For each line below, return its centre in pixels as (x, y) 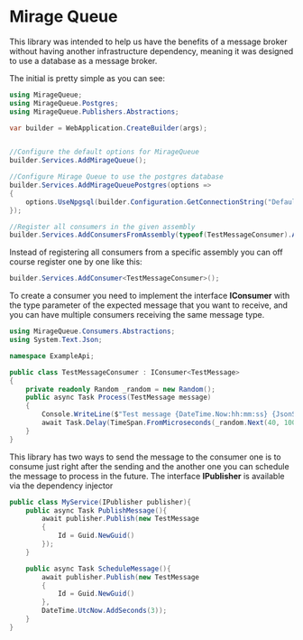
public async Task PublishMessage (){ (96, 510)
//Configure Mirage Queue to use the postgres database (116, 177)
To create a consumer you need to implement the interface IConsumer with (150, 296)
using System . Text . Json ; (56, 340)
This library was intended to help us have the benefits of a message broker (148, 42)
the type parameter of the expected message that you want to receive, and (149, 305)
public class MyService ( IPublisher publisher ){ (101, 502)
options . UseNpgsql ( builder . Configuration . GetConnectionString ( (147, 202)
